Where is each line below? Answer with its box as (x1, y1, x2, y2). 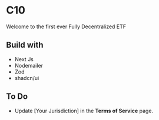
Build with (6, 40, 44, 50)
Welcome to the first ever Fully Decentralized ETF (6, 23, 127, 30)
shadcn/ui (14, 74, 39, 81)
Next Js (14, 55, 34, 62)
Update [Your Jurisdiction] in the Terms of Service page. (14, 107, 154, 114)
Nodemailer (14, 62, 43, 69)
